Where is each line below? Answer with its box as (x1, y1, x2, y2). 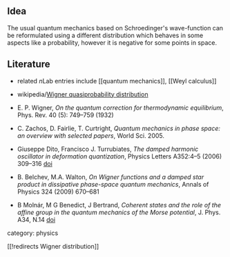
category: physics (7, 229, 59, 237)
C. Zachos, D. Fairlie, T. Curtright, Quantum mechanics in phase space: (17, 124, 221, 132)
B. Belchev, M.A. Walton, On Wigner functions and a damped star (17, 172, 204, 181)
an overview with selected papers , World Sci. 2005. (17, 131, 164, 140)
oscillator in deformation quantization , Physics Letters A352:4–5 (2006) (17, 152, 222, 161)
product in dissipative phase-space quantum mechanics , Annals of (17, 180, 209, 188)
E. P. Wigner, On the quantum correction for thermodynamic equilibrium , (17, 103, 224, 112)
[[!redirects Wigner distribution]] (7, 242, 99, 250)
